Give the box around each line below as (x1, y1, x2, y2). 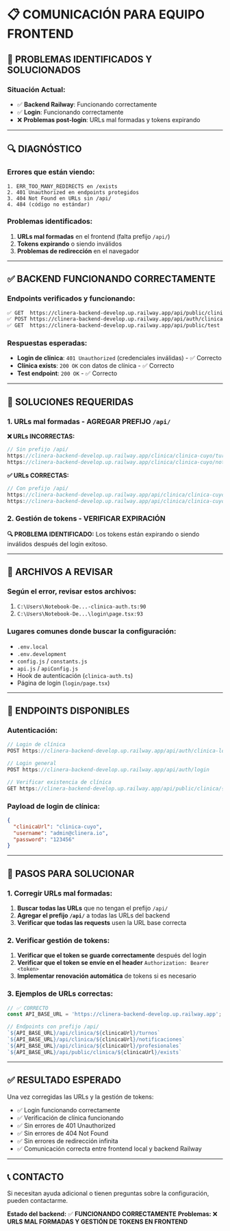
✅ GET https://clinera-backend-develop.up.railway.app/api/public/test (7, 322, 220, 329)
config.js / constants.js (16, 657, 88, 665)
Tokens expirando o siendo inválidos (16, 239, 122, 248)
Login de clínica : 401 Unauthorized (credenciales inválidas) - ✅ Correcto (16, 354, 222, 362)
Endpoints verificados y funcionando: (7, 294, 136, 303)
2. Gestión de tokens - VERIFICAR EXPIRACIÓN (7, 514, 166, 524)
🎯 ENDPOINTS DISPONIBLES (7, 705, 130, 717)
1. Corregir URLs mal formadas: (7, 888, 113, 898)
